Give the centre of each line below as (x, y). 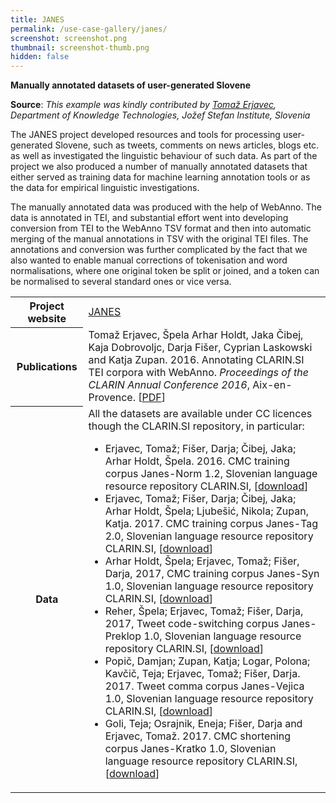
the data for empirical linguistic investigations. (105, 188)
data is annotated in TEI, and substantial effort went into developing (149, 218)
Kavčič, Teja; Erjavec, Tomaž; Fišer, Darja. (202, 674)
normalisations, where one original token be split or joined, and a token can (165, 271)
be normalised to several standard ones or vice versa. (121, 282)
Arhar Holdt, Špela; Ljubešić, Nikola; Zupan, (206, 511)
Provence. (112, 398)
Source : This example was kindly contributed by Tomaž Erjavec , (143, 105)
